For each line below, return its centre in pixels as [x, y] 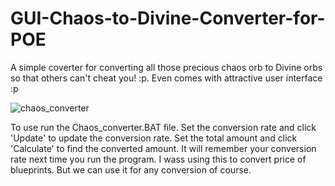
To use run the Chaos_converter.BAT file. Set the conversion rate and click [163, 127]
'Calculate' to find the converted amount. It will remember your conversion [163, 148]
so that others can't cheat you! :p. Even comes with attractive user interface [166, 78]
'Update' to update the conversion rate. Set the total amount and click [154, 138]
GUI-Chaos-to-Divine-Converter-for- [168, 18]
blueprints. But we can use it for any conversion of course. [131, 169]
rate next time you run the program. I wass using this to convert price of [158, 159]
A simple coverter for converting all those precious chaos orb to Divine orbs [166, 67]
